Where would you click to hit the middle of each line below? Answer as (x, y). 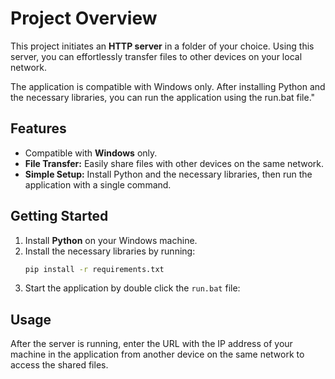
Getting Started (59, 216)
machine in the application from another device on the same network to (157, 354)
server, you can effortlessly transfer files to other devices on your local (156, 56)
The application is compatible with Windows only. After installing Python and (168, 86)
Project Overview (84, 18)
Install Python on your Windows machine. (111, 240)
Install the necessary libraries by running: (110, 251)
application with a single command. (98, 184)
